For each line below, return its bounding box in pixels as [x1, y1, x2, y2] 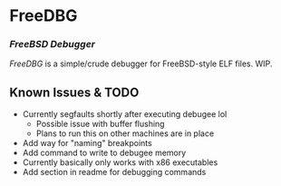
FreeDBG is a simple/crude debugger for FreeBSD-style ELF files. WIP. [9, 58, 273, 69]
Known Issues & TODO [9, 84, 140, 100]
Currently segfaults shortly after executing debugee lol [22, 109, 228, 120]
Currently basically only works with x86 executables [22, 157, 218, 168]
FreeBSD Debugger [9, 38, 96, 51]
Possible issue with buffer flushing [35, 119, 165, 130]
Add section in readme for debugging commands [22, 167, 207, 178]
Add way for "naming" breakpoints [22, 138, 152, 149]
